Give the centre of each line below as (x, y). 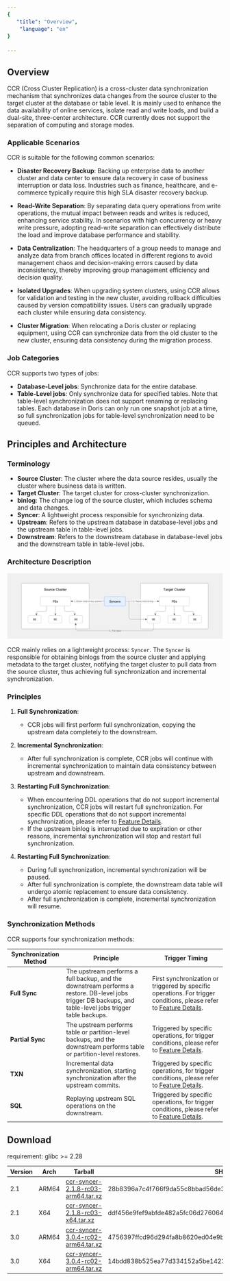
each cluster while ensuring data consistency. (81, 312)
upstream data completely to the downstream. (92, 732)
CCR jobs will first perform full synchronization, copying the (112, 725)
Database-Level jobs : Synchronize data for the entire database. (107, 386)
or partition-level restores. (103, 1054)
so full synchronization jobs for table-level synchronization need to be (115, 415)
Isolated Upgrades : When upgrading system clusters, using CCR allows (118, 290)
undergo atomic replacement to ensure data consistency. (108, 892)
